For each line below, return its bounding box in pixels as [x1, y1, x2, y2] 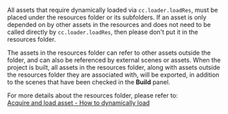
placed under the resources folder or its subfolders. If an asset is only [7, 13, 207, 21]
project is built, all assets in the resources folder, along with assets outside [7, 64, 220, 71]
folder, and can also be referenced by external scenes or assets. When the [7, 56, 221, 64]
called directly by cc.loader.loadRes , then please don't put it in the [7, 28, 198, 36]
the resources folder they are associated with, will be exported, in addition [7, 70, 220, 79]
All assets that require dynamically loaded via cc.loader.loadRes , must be [7, 6, 218, 14]
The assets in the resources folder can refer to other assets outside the [7, 48, 211, 57]
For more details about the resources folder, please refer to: [7, 91, 179, 99]
